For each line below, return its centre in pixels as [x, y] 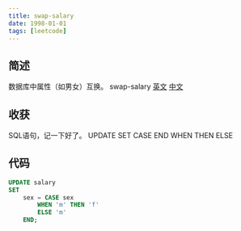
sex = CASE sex [49, 197]
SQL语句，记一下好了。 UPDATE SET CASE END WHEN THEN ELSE [120, 135]
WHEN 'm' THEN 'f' [68, 205]
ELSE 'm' [52, 212]
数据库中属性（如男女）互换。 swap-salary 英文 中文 [96, 86]
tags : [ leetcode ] [38, 31]
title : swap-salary [41, 16]
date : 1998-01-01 [38, 23]
